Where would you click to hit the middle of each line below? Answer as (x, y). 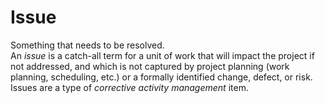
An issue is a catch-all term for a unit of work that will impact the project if (162, 55)
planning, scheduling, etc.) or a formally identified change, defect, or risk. (161, 77)
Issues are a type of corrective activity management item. (129, 87)
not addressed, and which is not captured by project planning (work (150, 66)
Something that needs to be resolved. (87, 45)
